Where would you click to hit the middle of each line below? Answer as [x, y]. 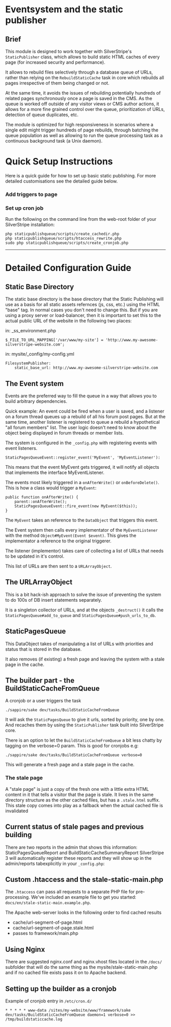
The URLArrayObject [39, 582]
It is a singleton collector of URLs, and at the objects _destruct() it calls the [84, 610]
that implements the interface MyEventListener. [55, 472]
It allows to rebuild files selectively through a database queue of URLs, [79, 72]
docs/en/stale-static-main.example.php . [48, 903]
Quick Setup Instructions [59, 162]
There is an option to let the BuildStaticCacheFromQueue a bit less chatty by [83, 740]
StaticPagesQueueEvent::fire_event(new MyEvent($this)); [76, 506]
